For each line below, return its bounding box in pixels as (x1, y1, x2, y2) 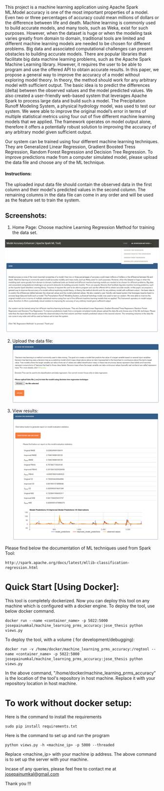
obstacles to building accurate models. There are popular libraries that (5, 51, 146, 57)
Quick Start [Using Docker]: (5, 582, 120, 593)
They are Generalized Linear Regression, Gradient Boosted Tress (5, 144, 136, 149)
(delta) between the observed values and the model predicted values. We (5, 88, 153, 93)
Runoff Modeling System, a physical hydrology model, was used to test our (5, 103, 156, 109)
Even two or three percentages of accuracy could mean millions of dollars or (5, 15, 159, 20)
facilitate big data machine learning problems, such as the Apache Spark (5, 56, 151, 62)
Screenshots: (5, 211, 47, 220)
